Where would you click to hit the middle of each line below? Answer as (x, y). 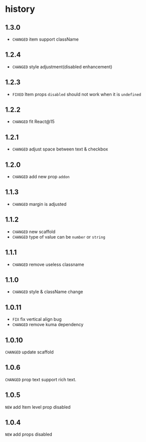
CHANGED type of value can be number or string (59, 237)
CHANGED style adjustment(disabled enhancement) (62, 67)
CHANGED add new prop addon (41, 177)
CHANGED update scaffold (30, 352)
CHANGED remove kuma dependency (48, 325)
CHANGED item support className (45, 39)
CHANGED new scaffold (34, 232)
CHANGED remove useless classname (48, 264)
